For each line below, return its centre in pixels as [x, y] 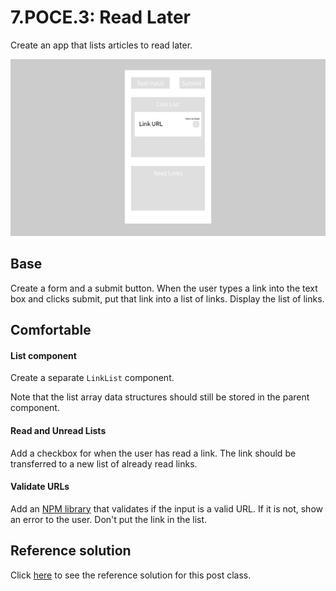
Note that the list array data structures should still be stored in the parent [160, 397]
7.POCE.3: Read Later [101, 17]
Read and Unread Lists [58, 430]
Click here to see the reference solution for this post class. [131, 575]
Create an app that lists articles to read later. [101, 45]
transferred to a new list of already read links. [104, 463]
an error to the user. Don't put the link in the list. [109, 519]
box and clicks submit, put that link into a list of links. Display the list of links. [167, 298]
